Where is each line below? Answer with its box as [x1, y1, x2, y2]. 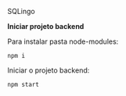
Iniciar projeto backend [7, 22, 85, 30]
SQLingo [7, 7, 36, 16]
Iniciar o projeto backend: [7, 66, 90, 75]
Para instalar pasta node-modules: [7, 37, 119, 46]
